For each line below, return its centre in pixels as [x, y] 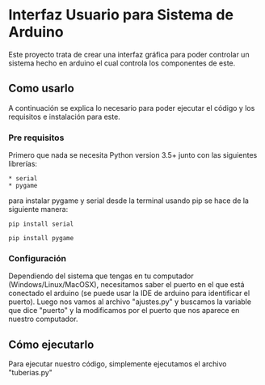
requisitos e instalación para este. [65, 116]
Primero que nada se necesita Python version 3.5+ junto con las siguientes [133, 155]
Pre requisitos [36, 137]
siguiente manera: [38, 209]
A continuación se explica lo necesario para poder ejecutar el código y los [132, 108]
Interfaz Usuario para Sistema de [121, 15]
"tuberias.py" [30, 373]
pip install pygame [41, 239]
